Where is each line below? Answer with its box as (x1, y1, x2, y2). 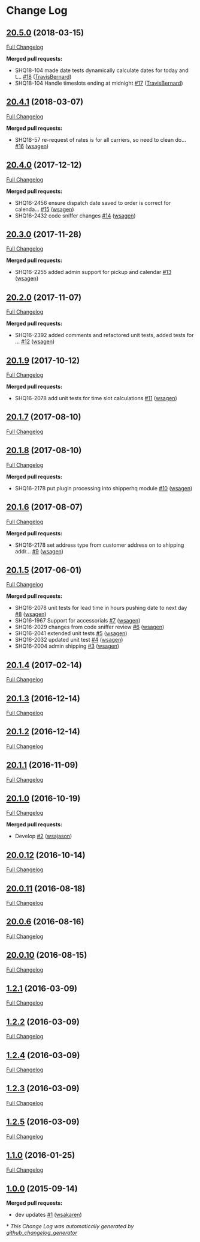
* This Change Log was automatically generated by (6, 1223, 134, 1230)
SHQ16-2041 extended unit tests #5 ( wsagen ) (14, 630, 128, 637)
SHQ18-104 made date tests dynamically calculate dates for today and (14, 67, 189, 74)
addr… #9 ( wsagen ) (14, 547, 64, 555)
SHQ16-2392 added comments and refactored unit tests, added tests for (14, 332, 194, 339)
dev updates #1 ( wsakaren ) (14, 1211, 82, 1219)
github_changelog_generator (6, 1229, 78, 1237)
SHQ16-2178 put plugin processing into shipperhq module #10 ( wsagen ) (14, 484, 193, 492)
